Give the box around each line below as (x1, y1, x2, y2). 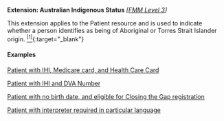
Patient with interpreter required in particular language (7, 106, 161, 114)
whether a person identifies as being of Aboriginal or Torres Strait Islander (7, 27, 218, 34)
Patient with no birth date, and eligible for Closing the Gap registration (7, 92, 205, 100)
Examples (7, 51, 36, 59)
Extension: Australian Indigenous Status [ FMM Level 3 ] (7, 6, 168, 14)
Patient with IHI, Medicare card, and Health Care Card (7, 65, 159, 74)
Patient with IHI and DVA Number (7, 79, 101, 87)
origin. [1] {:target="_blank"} (7, 34, 85, 43)
